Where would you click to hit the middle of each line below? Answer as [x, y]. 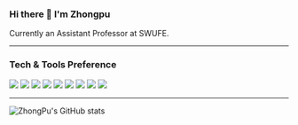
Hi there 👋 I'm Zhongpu [60, 14]
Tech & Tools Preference [63, 65]
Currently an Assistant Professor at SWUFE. [89, 34]
